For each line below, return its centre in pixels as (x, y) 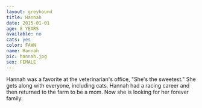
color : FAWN (21, 46)
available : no (24, 34)
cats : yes (19, 40)
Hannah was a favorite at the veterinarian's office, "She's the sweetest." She (101, 79)
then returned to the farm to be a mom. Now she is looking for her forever (97, 92)
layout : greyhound (29, 12)
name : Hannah (23, 51)
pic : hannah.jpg (27, 56)
